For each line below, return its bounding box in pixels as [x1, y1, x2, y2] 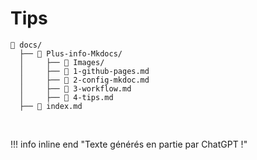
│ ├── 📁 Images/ [19, 57, 105, 67]
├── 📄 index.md [19, 101, 83, 111]
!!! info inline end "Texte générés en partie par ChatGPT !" [10, 138, 248, 150]
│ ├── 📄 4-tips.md [19, 92, 114, 102]
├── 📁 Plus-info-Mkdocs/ [19, 48, 123, 59]
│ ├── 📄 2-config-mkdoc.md [19, 75, 150, 85]
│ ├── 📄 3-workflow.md [19, 83, 132, 94]
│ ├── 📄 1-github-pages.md [19, 66, 150, 76]
